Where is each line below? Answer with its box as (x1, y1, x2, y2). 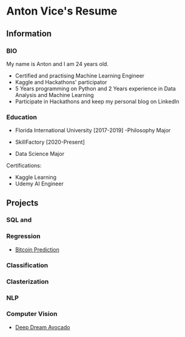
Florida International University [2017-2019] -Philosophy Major (15, 127, 171, 134)
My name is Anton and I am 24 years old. (6, 60, 109, 67)
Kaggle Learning (15, 174, 56, 181)
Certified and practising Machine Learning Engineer (15, 72, 144, 79)
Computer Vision (6, 310, 58, 318)
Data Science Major (15, 150, 65, 158)
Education (6, 113, 38, 121)
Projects (6, 198, 39, 208)
